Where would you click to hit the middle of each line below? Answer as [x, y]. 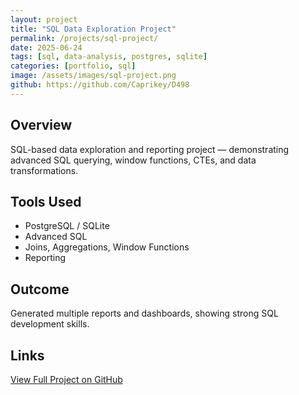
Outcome [40, 289]
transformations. [44, 170]
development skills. [50, 324]
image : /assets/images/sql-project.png [93, 76]
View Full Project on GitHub [66, 379]
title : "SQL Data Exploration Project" [93, 29]
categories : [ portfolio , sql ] [73, 66]
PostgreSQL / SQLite [67, 226]
